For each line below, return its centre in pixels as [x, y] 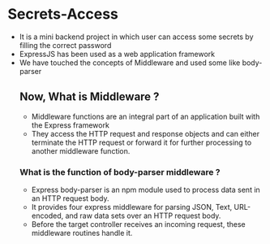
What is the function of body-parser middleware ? [120, 172]
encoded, [47, 216]
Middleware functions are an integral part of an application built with [146, 116]
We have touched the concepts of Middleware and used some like [130, 63]
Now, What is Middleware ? [89, 97]
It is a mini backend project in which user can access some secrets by [136, 37]
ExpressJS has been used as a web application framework [117, 54]
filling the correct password [65, 45]
